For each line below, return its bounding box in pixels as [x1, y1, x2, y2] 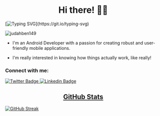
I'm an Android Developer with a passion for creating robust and [12, 39, 144, 46]
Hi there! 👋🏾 [58, 4, 108, 16]
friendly [12, 45, 29, 51]
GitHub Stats [63, 92, 104, 101]
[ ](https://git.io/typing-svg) [5, 21, 89, 27]
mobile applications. [29, 45, 71, 51]
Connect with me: [5, 67, 49, 74]
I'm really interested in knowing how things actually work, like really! [12, 54, 152, 61]
